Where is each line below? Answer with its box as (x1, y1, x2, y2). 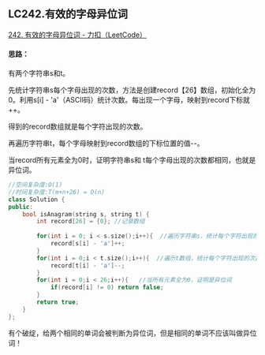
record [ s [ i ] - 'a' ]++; (50, 240, 125, 248)
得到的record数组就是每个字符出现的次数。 (8, 121, 147, 132)
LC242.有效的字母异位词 (8, 7, 129, 21)
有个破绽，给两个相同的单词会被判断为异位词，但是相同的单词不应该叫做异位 (8, 328, 257, 338)
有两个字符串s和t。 (8, 69, 69, 78)
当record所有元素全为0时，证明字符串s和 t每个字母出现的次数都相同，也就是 (8, 155, 256, 165)
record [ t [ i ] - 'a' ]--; (50, 261, 125, 270)
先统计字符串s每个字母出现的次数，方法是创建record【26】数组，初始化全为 (8, 85, 256, 95)
